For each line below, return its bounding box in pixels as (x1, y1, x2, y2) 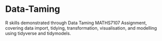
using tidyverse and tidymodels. (5, 30, 71, 36)
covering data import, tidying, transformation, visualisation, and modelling (5, 25, 157, 31)
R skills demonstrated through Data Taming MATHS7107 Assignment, (5, 20, 147, 26)
